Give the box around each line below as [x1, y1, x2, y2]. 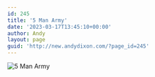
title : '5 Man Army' [7, 17, 68, 24]
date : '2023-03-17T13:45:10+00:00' [7, 23, 112, 30]
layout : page [7, 36, 46, 43]
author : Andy [7, 29, 46, 37]
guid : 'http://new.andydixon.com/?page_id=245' [7, 43, 150, 50]
